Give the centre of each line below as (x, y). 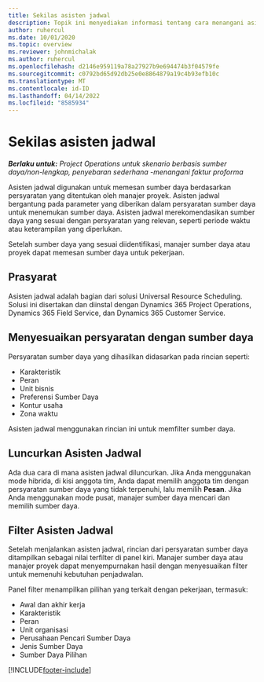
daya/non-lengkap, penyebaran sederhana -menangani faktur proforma (126, 172)
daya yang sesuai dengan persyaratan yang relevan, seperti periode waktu (129, 221)
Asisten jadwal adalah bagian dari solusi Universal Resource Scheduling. (125, 296)
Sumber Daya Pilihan (53, 655)
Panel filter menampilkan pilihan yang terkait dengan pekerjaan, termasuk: (128, 589)
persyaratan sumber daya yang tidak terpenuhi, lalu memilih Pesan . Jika (125, 489)
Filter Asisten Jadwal (61, 530)
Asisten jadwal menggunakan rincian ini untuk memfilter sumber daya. (122, 428)
